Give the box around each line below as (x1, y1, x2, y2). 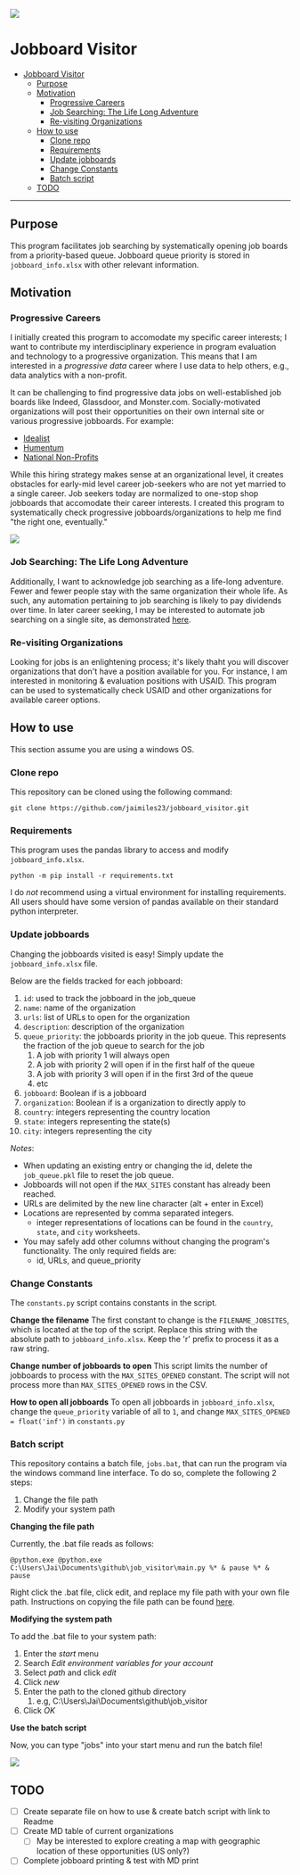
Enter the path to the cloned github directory (22, 1687, 187, 1697)
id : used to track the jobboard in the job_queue (22, 992, 197, 1003)
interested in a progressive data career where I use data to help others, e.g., (10, 361, 289, 371)
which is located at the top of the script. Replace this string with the (10, 1324, 258, 1335)
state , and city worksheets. (36, 1226, 141, 1237)
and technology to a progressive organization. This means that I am (10, 351, 257, 361)
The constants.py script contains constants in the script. (10, 1298, 217, 1308)
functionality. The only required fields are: (22, 1245, 177, 1256)
